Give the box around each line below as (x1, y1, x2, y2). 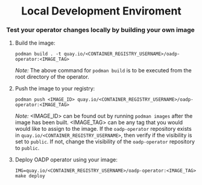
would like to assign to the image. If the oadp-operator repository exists (14, 125, 192, 133)
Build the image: (14, 39, 55, 46)
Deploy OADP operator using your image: (14, 156, 118, 163)
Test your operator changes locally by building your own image (6, 26, 195, 34)
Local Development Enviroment (21, 4, 182, 18)
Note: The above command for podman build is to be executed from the (14, 67, 192, 74)
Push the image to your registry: (14, 85, 95, 92)
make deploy (14, 173, 45, 179)
